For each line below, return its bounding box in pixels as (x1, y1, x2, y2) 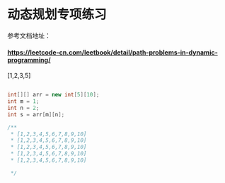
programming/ (7, 55, 51, 64)
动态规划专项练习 (7, 6, 108, 23)
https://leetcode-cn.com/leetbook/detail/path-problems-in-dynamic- (7, 48, 218, 57)
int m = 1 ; (7, 98, 40, 105)
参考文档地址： (7, 31, 51, 40)
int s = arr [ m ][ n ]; (7, 111, 65, 118)
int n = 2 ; (7, 104, 40, 111)
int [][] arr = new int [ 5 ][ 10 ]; (7, 91, 100, 99)
